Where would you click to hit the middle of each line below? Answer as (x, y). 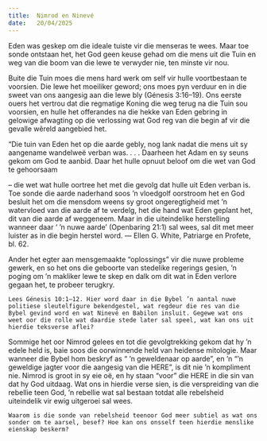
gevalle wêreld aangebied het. (58, 129)
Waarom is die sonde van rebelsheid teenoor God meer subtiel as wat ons (133, 415)
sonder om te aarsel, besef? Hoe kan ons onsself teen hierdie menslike (131, 422)
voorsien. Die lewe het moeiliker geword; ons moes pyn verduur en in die (128, 86)
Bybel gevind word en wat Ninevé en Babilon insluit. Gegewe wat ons (126, 313)
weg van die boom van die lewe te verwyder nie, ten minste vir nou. (119, 62)
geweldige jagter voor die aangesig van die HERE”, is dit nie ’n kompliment (130, 367)
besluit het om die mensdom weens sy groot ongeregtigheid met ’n (118, 201)
